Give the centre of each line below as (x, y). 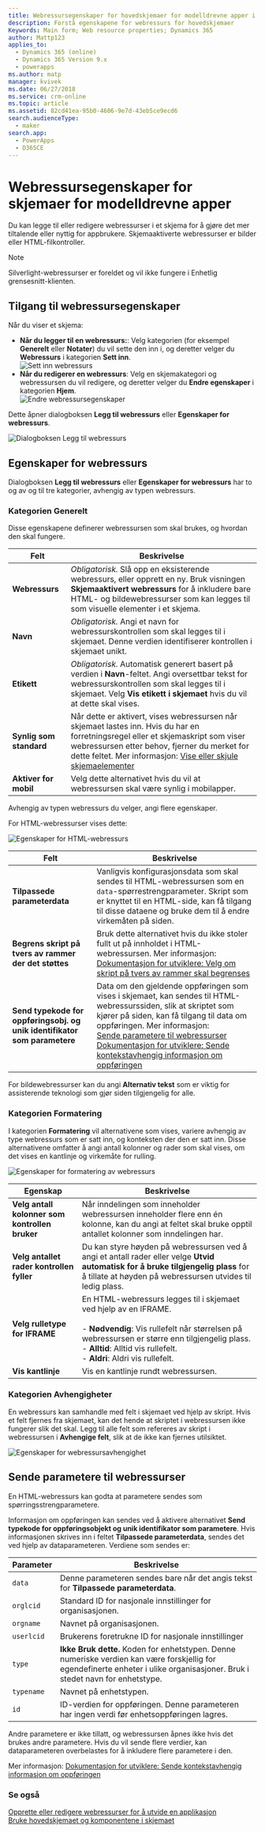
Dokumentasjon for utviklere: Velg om (166, 963)
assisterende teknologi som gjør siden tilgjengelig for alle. (102, 1093)
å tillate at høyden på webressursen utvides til (166, 1276)
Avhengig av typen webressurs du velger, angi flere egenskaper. (113, 808)
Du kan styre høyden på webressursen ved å (164, 1247)
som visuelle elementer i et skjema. (136, 609)
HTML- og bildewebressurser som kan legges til (160, 599)
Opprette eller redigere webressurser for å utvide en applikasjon (112, 1812)
